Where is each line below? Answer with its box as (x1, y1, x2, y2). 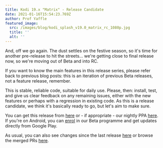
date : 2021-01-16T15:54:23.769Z (5, 12, 71, 17)
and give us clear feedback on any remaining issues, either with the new (5, 92, 151, 98)
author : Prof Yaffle (5, 16, 47, 21)
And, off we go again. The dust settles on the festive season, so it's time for (5, 47, 158, 54)
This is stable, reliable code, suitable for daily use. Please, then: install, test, (5, 87, 158, 93)
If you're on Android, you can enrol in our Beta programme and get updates (5, 118, 157, 124)
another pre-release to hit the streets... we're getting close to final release (5, 53, 154, 59)
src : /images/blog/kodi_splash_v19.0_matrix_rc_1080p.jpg (9, 25, 131, 30)
